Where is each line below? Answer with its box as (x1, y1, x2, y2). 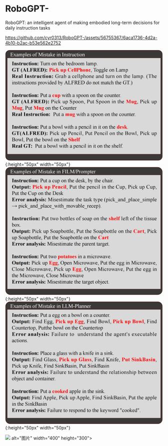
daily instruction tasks (5, 25, 50, 31)
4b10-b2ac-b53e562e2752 (5, 40, 61, 46)
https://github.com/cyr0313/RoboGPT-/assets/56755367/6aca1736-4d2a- (5, 35, 157, 41)
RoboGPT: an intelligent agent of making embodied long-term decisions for (5, 20, 160, 26)
